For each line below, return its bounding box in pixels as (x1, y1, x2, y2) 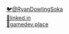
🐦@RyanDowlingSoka (6, 5, 63, 13)
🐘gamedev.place (6, 21, 49, 28)
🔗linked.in (6, 15, 32, 21)
